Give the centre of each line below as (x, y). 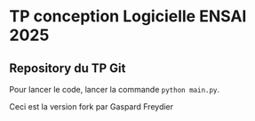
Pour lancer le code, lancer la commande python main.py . (115, 89)
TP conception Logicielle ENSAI (128, 16)
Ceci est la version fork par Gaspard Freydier (92, 107)
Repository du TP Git (68, 68)
